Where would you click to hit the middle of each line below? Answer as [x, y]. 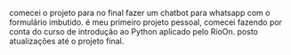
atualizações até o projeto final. [67, 41]
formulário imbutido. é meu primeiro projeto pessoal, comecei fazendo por [146, 22]
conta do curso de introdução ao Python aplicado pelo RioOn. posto [133, 31]
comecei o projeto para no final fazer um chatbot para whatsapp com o [140, 13]
